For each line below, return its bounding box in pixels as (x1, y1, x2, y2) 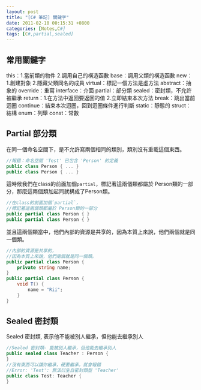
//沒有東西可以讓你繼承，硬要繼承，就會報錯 (6, 362, 101, 368)
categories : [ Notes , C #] (6, 25, 66, 32)
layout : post (6, 8, 39, 15)
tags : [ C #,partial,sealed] (6, 31, 74, 37)
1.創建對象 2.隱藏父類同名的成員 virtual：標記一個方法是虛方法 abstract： (6, 79, 187, 86)
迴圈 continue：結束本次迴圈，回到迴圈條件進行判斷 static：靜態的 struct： (6, 101, 192, 109)
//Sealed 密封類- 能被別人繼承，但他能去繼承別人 (6, 345, 116, 351)
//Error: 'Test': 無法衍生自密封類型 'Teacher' (6, 367, 119, 373)
